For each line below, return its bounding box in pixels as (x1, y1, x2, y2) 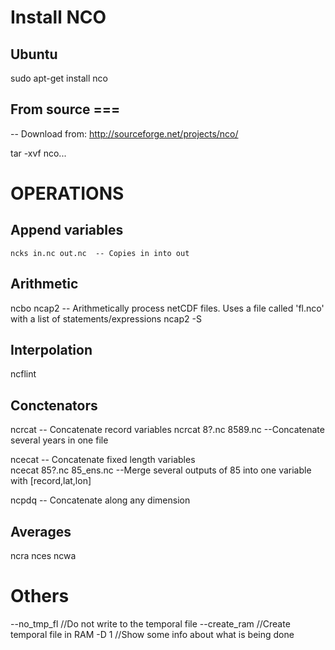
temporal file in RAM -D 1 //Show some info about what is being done (10, 629, 295, 640)
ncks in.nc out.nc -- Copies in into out (10, 248, 190, 258)
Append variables (10, 222, 124, 239)
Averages (10, 523, 72, 540)
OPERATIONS (10, 182, 125, 205)
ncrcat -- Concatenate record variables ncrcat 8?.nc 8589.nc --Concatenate (10, 424, 325, 436)
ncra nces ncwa (10, 550, 77, 562)
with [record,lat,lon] (10, 475, 92, 487)
